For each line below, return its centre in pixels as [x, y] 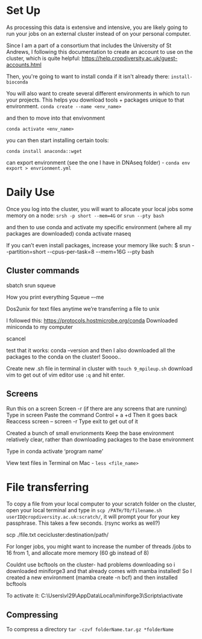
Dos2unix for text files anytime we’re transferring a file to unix [83, 308]
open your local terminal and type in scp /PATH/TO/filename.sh [84, 510]
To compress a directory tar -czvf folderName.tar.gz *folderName [90, 629]
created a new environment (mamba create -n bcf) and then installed [92, 577]
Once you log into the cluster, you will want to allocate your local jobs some [100, 209]
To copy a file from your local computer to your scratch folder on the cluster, [101, 504]
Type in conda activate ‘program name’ [55, 451]
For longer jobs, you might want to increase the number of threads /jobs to [99, 547]
